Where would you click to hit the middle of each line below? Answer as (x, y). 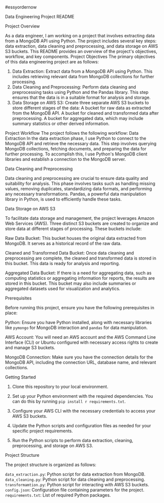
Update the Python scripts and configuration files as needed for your (82, 426)
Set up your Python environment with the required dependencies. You (82, 396)
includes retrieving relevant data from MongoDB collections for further (83, 76)
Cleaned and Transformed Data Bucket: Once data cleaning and (70, 253)
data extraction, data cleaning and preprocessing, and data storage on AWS (82, 46)
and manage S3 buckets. (30, 348)
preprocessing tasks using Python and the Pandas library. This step (80, 92)
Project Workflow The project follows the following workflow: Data (72, 133)
